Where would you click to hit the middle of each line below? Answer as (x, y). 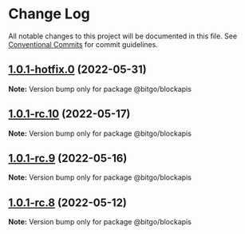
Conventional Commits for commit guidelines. (83, 44)
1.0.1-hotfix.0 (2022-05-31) (77, 70)
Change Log (49, 14)
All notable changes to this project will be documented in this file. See (123, 36)
